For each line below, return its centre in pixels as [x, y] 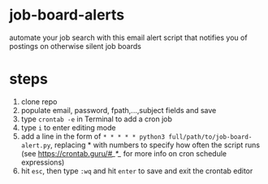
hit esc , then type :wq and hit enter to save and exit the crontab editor [137, 171]
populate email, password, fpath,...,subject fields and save [119, 110]
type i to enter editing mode [68, 127]
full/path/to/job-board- [210, 137]
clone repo [39, 101]
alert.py [36, 145]
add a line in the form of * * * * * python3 [93, 136]
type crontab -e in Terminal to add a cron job [97, 119]
